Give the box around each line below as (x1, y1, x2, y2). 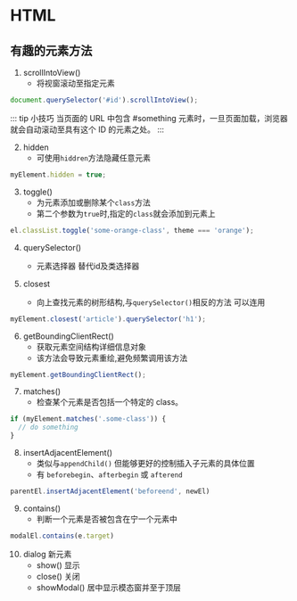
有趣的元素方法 (10, 43, 93, 58)
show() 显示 (36, 559, 81, 571)
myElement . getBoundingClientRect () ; (10, 370, 146, 379)
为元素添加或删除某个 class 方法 (36, 197, 151, 208)
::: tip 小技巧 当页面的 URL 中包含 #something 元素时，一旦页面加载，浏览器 (10, 112, 288, 123)
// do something (18, 423, 78, 432)
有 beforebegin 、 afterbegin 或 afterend (36, 469, 184, 480)
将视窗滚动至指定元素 (36, 78, 115, 88)
